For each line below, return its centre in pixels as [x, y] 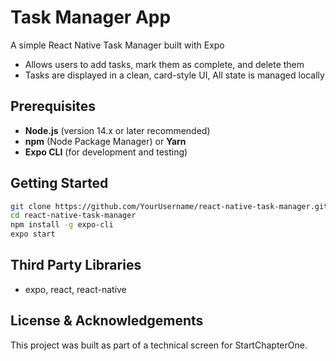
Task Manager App [91, 17]
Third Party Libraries [76, 265]
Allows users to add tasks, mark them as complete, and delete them [164, 64]
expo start [33, 234]
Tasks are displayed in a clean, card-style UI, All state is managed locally [174, 75]
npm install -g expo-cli [62, 225]
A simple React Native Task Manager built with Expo [117, 45]
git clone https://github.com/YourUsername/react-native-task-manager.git [169, 206]
